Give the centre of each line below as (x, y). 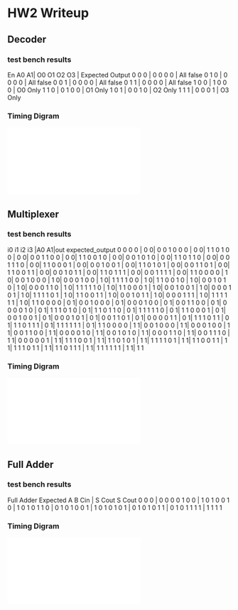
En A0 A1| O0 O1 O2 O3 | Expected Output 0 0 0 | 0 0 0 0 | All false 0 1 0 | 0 (118, 75)
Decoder (27, 39)
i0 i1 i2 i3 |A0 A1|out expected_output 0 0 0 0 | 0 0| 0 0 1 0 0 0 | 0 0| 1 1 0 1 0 (118, 249)
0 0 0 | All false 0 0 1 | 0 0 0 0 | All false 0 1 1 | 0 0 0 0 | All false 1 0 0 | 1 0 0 (117, 82)
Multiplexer (33, 214)
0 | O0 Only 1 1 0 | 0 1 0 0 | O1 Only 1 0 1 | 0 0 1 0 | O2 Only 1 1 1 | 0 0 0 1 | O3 (118, 89)
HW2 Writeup (48, 13)
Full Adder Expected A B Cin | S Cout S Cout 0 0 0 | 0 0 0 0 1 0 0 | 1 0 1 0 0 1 (118, 500)
